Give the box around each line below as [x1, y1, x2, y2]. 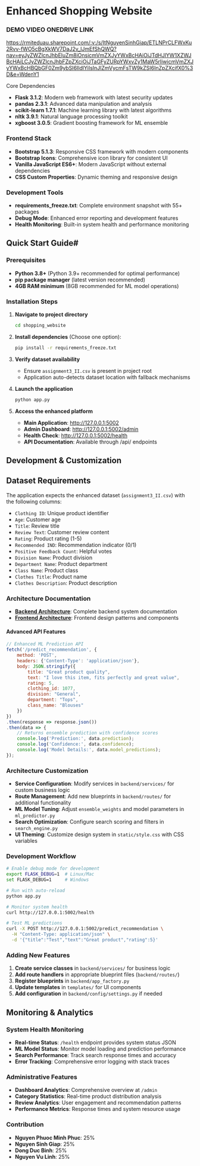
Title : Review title [14, 522, 60, 530]
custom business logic [14, 786, 70, 794]
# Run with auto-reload [6, 887, 65, 893]
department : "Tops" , [27, 697, 79, 703]
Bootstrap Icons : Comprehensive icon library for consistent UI [14, 154, 168, 161]
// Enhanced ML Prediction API [6, 641, 84, 647]
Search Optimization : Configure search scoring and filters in [14, 818, 164, 825]
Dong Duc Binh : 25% [14, 1146, 67, 1154]
